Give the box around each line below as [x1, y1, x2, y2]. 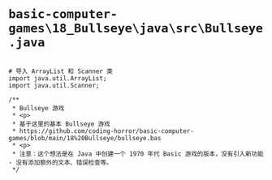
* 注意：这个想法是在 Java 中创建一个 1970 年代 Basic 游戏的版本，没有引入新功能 [11, 149, 264, 158]
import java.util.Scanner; [8, 81, 100, 89]
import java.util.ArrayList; [8, 74, 107, 83]
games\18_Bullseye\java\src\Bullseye [8, 21, 264, 36]
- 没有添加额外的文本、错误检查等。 [8, 158, 113, 166]
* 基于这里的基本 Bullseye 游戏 [11, 120, 111, 128]
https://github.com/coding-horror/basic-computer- [19, 126, 195, 135]
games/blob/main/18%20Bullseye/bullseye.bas [8, 134, 162, 142]
